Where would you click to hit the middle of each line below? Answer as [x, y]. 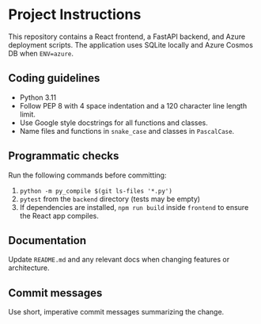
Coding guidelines [54, 78]
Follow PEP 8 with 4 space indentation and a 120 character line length [133, 105]
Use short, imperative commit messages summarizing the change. [116, 312]
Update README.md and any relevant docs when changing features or [119, 260]
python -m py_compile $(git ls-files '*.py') [96, 191]
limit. [27, 114]
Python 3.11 [38, 97]
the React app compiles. [59, 215]
